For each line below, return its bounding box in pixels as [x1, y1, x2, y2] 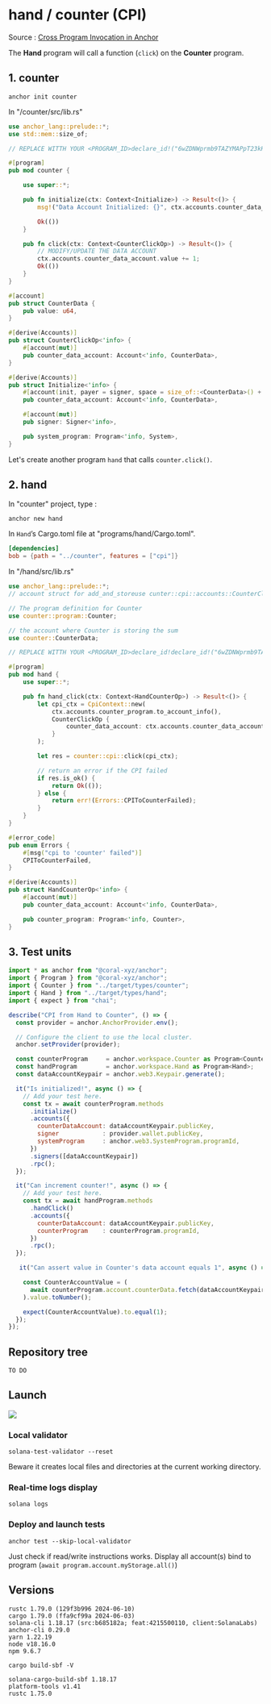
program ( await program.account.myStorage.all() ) [8, 1560, 178, 1569]
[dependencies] [8, 544, 60, 553]
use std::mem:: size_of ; [8, 130, 89, 138]
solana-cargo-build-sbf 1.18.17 [8, 1675, 117, 1683]
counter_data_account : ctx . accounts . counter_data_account [65, 723, 265, 731]
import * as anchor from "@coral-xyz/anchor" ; [8, 966, 168, 975]
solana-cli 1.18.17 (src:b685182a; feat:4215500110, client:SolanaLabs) [8, 1619, 258, 1627]
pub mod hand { [8, 671, 60, 679]
